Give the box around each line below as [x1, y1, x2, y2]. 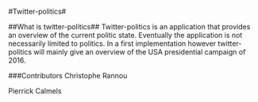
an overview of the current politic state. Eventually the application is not [8, 31, 243, 40]
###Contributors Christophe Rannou [8, 71, 128, 80]
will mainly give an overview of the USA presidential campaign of [33, 47, 246, 56]
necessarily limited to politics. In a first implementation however [8, 39, 217, 48]
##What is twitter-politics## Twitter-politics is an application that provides [8, 22, 251, 31]
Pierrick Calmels [8, 86, 62, 96]
